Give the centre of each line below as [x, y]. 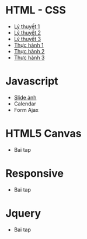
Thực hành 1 [29, 45]
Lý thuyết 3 [27, 39]
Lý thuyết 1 [27, 26]
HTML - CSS [36, 10]
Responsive [34, 173]
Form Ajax [26, 110]
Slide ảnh [25, 97]
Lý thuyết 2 [27, 32]
